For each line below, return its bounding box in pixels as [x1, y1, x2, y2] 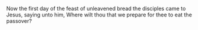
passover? [6, 18, 32, 24]
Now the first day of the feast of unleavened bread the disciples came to [6, 5, 186, 12]
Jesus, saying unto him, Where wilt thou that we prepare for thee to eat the [6, 11, 193, 18]
